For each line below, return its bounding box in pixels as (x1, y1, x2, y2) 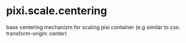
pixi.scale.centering (6, 4, 108, 18)
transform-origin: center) (6, 29, 67, 37)
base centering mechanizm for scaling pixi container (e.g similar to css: (6, 24, 181, 31)
